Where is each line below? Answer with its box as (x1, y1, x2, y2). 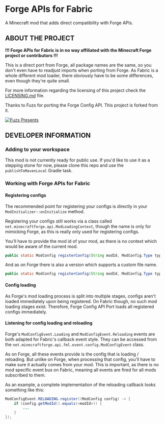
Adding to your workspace (5, 146, 70, 153)
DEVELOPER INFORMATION (5, 131, 91, 140)
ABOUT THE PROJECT (5, 34, 75, 42)
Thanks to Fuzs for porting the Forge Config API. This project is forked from (5, 102, 158, 108)
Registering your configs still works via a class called (5, 218, 112, 224)
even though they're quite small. (5, 77, 70, 83)
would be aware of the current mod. (5, 243, 78, 249)
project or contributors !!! (5, 52, 58, 58)
